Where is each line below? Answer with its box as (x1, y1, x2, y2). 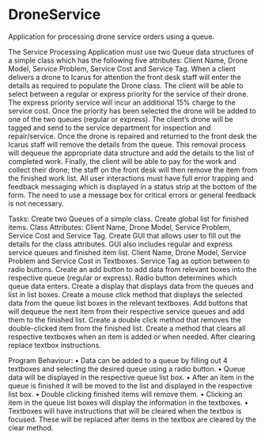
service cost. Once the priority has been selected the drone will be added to (8, 105, 256, 116)
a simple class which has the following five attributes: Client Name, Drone (8, 55, 248, 65)
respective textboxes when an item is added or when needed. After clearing (8, 331, 256, 342)
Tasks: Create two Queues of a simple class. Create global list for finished (8, 214, 249, 223)
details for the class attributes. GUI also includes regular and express (8, 239, 233, 249)
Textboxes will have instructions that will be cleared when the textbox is (8, 406, 242, 415)
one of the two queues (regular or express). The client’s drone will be (8, 114, 233, 124)
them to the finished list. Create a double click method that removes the (8, 315, 241, 324)
